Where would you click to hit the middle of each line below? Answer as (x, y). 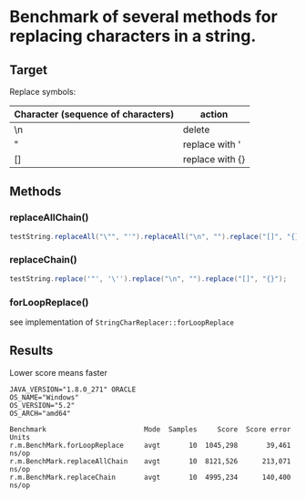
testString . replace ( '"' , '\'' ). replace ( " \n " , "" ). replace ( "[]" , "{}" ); (148, 279)
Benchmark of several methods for (143, 17)
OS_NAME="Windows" (44, 397)
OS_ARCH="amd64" (40, 413)
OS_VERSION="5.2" (42, 405)
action (214, 114)
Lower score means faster (58, 372)
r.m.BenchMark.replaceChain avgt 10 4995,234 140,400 (150, 477)
